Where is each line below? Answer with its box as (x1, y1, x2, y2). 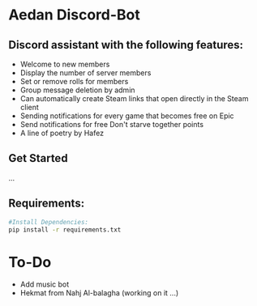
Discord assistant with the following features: (8, 38, 244, 52)
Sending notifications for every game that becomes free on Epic (19, 111, 234, 121)
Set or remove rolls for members (19, 77, 129, 86)
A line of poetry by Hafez (19, 128, 104, 138)
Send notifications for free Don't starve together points (19, 120, 204, 129)
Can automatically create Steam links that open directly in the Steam (19, 94, 249, 103)
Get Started (8, 151, 68, 165)
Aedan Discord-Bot (8, 6, 140, 24)
